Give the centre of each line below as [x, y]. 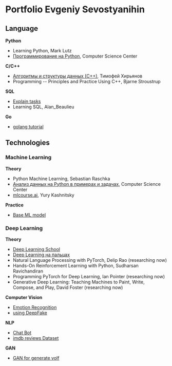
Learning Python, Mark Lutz [42, 51]
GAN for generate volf [36, 358]
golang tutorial [28, 127]
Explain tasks [27, 101]
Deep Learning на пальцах [41, 255]
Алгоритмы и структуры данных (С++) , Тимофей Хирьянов [78, 76]
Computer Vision [24, 297]
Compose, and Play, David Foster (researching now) [68, 287]
